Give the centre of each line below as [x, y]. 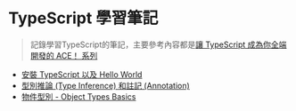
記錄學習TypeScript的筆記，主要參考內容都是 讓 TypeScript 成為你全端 [158, 44]
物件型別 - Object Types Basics [78, 96]
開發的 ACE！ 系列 [64, 55]
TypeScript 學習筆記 [83, 18]
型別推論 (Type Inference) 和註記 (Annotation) [106, 85]
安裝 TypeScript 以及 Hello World [82, 74]
